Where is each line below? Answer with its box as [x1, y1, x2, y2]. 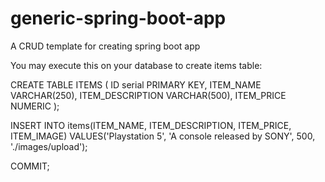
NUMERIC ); [10, 100, 60, 112]
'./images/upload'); [10, 140, 88, 152]
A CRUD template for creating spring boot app [10, 40, 201, 52]
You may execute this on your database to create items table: [10, 59, 263, 71]
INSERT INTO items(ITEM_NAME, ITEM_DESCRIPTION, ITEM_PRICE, [10, 119, 292, 131]
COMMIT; [10, 160, 50, 172]
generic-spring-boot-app [10, 7, 227, 30]
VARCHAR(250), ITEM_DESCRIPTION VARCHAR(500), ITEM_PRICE [10, 89, 287, 101]
